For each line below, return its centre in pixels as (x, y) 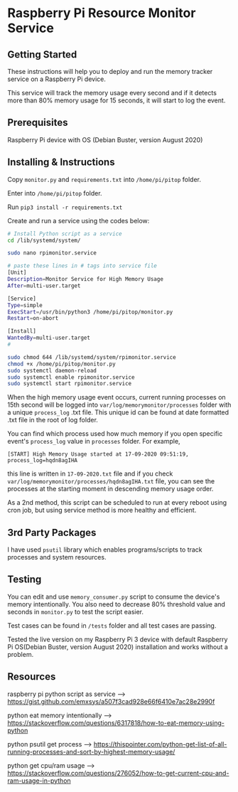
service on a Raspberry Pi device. (57, 79)
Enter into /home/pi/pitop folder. (55, 193)
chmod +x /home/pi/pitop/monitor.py (61, 364)
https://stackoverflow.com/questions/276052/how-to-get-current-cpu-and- (118, 773)
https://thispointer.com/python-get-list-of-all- (160, 744)
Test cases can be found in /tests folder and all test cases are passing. (112, 625)
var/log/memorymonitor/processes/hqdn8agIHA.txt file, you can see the (111, 481)
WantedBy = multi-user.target (49, 338)
